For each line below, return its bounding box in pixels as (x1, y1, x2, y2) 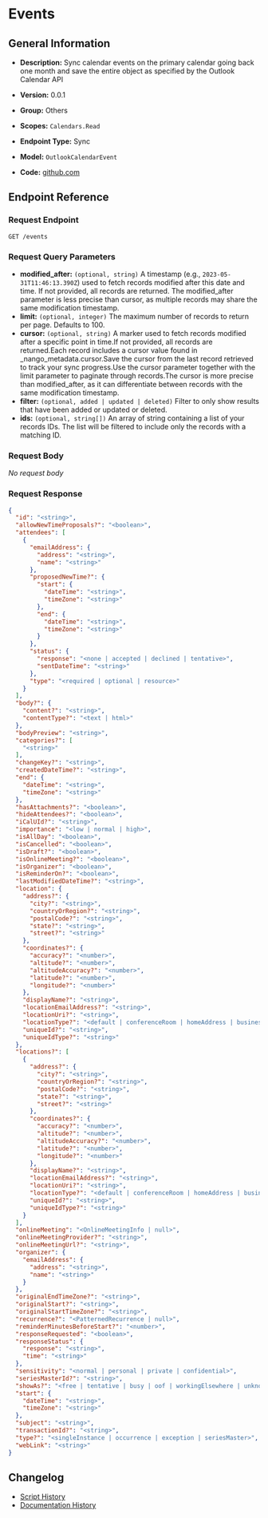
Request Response (8, 488, 83, 500)
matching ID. (19, 430, 62, 440)
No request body (8, 468, 64, 478)
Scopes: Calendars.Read (19, 121, 100, 130)
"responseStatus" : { (15, 1338, 84, 1346)
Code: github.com (19, 168, 80, 176)
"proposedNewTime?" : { (29, 573, 105, 581)
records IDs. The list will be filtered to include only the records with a (19, 421, 246, 431)
